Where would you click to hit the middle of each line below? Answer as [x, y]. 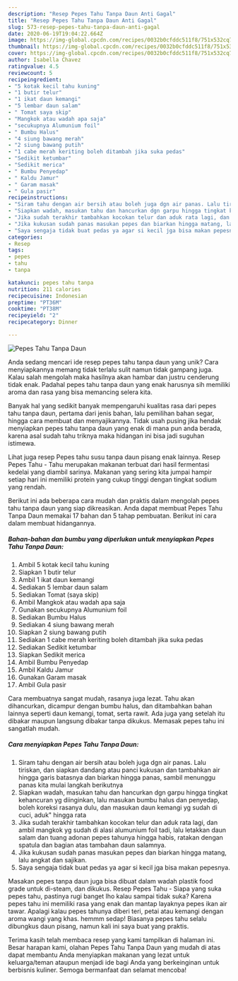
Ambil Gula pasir [42, 684]
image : [18, 40]
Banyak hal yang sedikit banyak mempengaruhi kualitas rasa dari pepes [112, 405]
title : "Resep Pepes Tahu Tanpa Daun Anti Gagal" [83, 20]
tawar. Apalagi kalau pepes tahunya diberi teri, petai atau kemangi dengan [116, 911]
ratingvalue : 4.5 [34, 66]
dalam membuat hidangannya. [52, 523]
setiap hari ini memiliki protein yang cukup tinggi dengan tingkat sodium [113, 479]
